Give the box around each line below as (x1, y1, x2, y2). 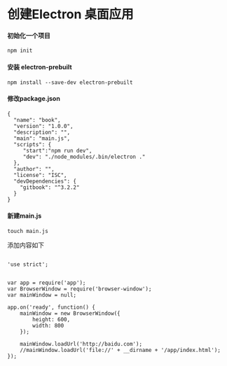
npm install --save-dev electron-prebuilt (7, 78, 133, 86)
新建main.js (7, 211, 42, 220)
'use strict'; (7, 261, 49, 268)
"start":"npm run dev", (22, 147, 92, 154)
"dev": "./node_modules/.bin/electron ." (22, 153, 146, 160)
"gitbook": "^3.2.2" (20, 183, 80, 191)
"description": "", (13, 129, 71, 136)
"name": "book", (13, 116, 61, 123)
